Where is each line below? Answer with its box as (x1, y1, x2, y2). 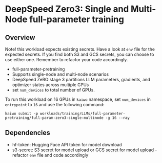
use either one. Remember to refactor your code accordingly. (5, 57, 128, 62)
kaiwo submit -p (5, 111, 38, 116)
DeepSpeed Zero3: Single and (5, 3, 129, 15)
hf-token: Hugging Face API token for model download (12, 141, 122, 147)
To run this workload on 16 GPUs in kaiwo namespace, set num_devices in (5, 96, 151, 102)
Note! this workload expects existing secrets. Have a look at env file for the (5, 47, 155, 52)
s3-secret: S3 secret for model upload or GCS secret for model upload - (12, 147, 157, 153)
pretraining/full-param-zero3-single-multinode (5, 116, 104, 120)
